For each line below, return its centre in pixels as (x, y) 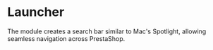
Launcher (36, 12)
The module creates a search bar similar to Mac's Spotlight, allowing (107, 31)
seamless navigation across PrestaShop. (66, 38)
